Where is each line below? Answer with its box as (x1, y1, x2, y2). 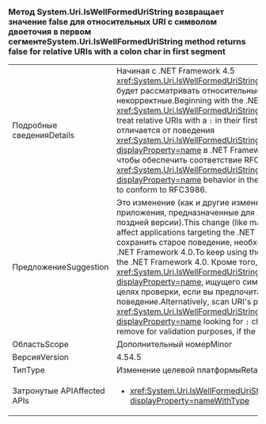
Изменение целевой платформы (116, 365, 241, 376)
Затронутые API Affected (12, 385, 105, 396)
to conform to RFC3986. (116, 185, 207, 196)
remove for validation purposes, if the (116, 326, 256, 337)
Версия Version (12, 352, 70, 363)
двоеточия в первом (8, 26, 92, 37)
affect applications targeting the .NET (116, 227, 256, 238)
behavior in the (203, 174, 260, 185)
